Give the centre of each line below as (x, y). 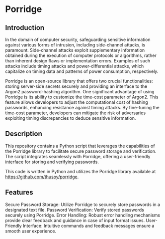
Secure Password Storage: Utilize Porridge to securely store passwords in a (83, 204)
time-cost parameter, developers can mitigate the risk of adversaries (75, 113)
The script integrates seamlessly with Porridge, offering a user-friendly (78, 156)
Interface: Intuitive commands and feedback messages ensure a (88, 226)
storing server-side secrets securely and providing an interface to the (76, 86)
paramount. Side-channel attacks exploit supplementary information (75, 50)
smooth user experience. (31, 231)
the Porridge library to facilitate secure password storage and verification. (81, 151)
